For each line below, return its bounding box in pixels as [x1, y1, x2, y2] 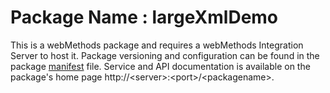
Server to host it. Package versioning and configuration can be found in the [10, 49, 320, 61]
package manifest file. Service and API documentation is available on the [10, 60, 311, 72]
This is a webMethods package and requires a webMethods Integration [10, 39, 304, 51]
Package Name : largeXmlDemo [10, 6, 279, 29]
